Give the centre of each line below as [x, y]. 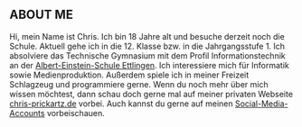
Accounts [27, 113]
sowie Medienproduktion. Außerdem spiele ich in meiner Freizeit [129, 75]
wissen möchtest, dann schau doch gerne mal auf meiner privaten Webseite [151, 94]
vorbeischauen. [76, 113]
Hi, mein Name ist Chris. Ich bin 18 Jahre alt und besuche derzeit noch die [147, 36]
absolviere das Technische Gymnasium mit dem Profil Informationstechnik [148, 55]
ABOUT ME [42, 15]
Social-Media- [261, 104]
